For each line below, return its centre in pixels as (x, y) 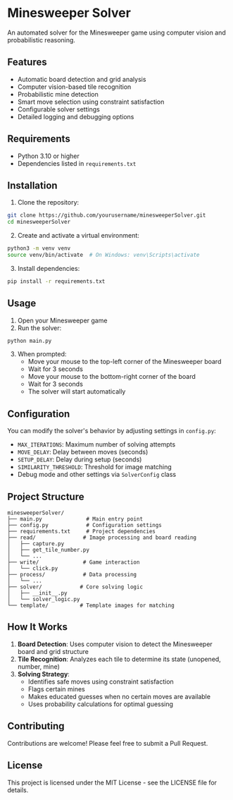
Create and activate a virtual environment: (78, 236)
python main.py (30, 341)
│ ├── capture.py (36, 544)
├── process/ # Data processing (72, 575)
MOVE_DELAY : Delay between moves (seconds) (83, 452)
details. (18, 790)
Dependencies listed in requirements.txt (77, 163)
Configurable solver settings (58, 109)
